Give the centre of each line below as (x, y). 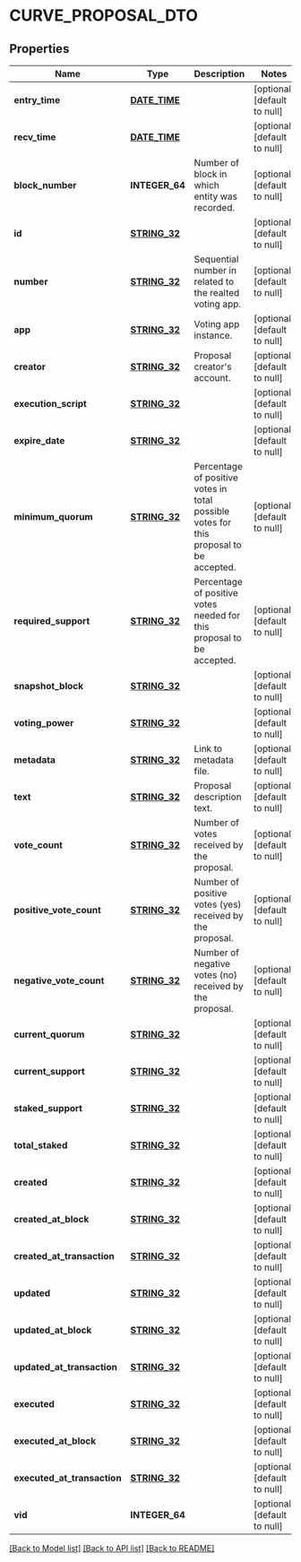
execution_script (50, 404)
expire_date (39, 440)
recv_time (35, 137)
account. (212, 378)
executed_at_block (55, 1441)
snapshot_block (48, 686)
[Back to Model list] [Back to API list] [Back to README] (112, 1548)
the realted (217, 293)
